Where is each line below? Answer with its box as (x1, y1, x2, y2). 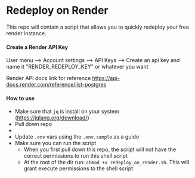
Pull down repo (14, 121, 52, 128)
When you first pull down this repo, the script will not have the (23, 146, 177, 153)
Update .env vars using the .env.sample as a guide (14, 133, 140, 140)
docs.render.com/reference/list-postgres (6, 81, 107, 88)
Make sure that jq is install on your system (14, 108, 119, 115)
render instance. (6, 29, 47, 36)
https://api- (92, 75, 120, 82)
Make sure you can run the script (14, 140, 97, 147)
